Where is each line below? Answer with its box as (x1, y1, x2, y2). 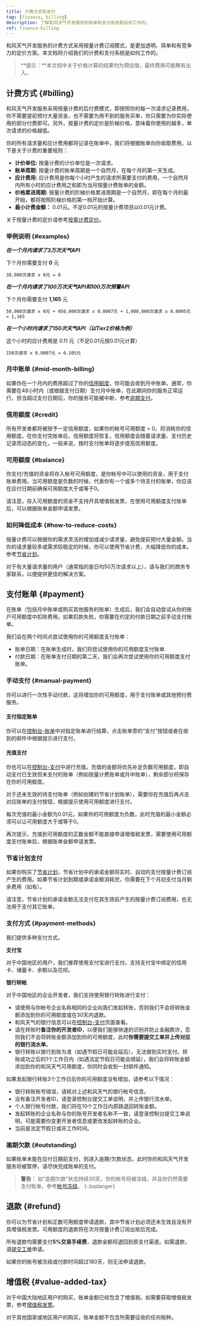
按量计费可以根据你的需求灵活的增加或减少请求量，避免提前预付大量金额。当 (6, 536, 192, 543)
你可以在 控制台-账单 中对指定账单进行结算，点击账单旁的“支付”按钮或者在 (6, 727, 184, 734)
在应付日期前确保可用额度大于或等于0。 (6, 485, 103, 492)
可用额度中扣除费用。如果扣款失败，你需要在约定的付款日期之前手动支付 (11, 613, 187, 621)
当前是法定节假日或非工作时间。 (14, 1124, 93, 1132)
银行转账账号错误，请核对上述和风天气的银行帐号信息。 (14, 1088, 149, 1095)
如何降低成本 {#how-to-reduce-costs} (6, 521, 117, 529)
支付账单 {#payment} (6, 589, 85, 599)
